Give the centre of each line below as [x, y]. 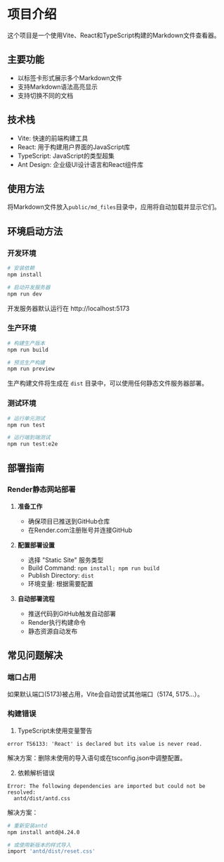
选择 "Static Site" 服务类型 [66, 559]
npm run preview [31, 369]
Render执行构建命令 [57, 622]
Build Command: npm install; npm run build [94, 568]
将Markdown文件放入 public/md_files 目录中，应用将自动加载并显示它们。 [114, 207]
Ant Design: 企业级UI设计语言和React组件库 [80, 164]
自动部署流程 [36, 598]
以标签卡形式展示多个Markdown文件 [70, 77]
